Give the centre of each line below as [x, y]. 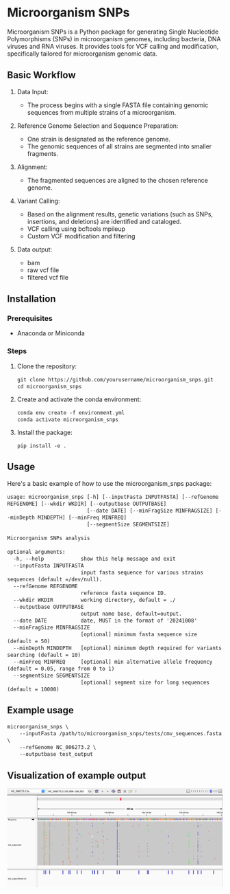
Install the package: [45, 432]
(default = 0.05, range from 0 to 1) [61, 669]
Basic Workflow [42, 75]
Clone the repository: [47, 366]
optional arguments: [37, 552]
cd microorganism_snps [49, 386]
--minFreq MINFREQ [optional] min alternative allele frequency [113, 662]
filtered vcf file [48, 277]
